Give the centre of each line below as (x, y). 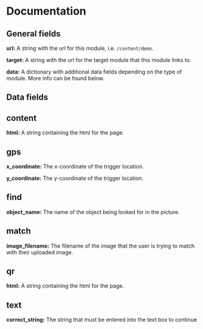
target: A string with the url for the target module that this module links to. (99, 60)
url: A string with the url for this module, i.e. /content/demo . (80, 48)
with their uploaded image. (40, 252)
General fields (33, 34)
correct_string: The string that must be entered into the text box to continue (102, 320)
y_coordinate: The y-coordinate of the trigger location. (75, 178)
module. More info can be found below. (55, 78)
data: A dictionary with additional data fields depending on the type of (94, 72)
